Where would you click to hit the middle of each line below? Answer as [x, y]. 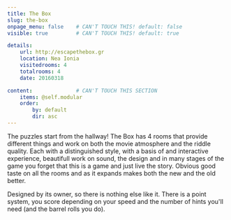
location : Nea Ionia [50, 59]
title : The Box [29, 14]
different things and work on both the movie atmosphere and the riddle [109, 143]
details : [20, 46]
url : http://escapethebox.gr [62, 52]
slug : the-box [28, 20]
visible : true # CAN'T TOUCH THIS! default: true [93, 33]
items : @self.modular [51, 97]
